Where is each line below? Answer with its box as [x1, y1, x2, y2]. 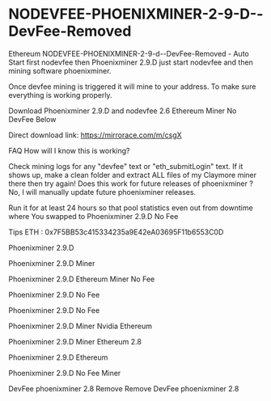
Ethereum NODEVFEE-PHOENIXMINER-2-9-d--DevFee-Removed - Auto [8, 49, 249, 58]
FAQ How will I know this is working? [8, 146, 130, 155]
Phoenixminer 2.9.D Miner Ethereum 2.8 [8, 336, 142, 346]
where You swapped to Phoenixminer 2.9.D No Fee [8, 211, 179, 221]
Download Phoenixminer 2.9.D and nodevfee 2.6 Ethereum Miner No [8, 106, 237, 116]
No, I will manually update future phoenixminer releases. [8, 187, 197, 196]
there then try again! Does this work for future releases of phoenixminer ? [8, 179, 253, 188]
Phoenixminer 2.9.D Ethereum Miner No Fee [8, 274, 155, 284]
